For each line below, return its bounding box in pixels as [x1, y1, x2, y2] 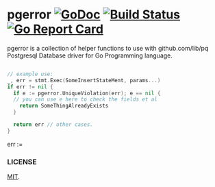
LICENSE [7, 157, 38, 166]
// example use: [7, 71, 53, 77]
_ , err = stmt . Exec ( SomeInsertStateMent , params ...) [7, 77, 161, 84]
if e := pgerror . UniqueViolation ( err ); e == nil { [13, 90, 161, 97]
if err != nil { [7, 83, 53, 90]
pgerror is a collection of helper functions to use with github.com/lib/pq [7, 44, 209, 52]
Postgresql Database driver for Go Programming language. [7, 51, 173, 60]
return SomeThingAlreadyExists [19, 103, 109, 110]
